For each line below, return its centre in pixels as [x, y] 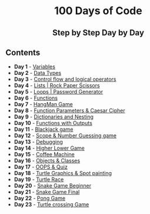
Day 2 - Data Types [38, 73]
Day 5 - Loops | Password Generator [59, 92]
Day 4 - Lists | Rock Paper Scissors [57, 85]
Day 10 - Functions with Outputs [53, 123]
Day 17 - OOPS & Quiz [41, 167]
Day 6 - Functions [36, 98]
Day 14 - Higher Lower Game [49, 148]
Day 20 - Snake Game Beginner [53, 186]
